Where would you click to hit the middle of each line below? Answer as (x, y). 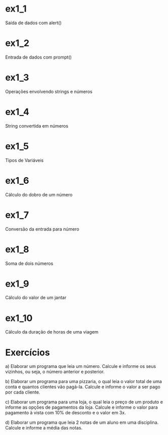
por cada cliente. (23, 392)
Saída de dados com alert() (34, 23)
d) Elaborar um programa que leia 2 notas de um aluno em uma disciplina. (82, 422)
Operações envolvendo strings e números (49, 91)
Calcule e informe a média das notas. (44, 428)
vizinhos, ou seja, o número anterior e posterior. (55, 372)
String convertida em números (37, 126)
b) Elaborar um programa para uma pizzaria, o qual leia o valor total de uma (84, 382)
